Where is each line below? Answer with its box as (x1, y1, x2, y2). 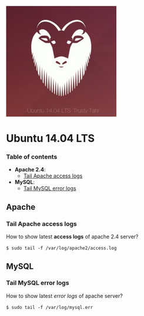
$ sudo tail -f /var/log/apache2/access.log (6, 245, 117, 251)
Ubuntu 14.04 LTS (6, 132, 95, 145)
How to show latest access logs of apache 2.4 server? (6, 233, 139, 241)
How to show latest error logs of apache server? (6, 292, 123, 299)
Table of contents (6, 153, 58, 161)
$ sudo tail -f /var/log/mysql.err (6, 304, 93, 310)
